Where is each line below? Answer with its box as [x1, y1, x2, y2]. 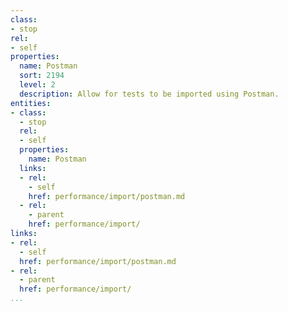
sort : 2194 [19, 71, 65, 81]
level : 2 [19, 80, 56, 90]
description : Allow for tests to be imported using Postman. [19, 89, 280, 99]
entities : [10, 98, 52, 108]
